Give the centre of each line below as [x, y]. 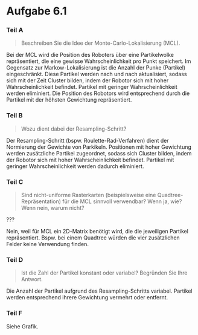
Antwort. [32, 279]
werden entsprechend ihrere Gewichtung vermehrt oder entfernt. [87, 298]
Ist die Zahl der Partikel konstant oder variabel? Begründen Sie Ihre [104, 273]
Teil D [14, 260]
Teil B [14, 115]
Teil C [15, 181]
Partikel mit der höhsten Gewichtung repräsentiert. [69, 100]
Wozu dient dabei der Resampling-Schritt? [74, 129]
